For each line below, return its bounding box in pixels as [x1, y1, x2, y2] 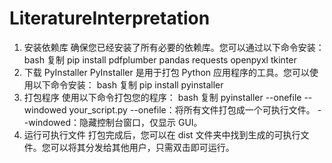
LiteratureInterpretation [9, 7, 211, 30]
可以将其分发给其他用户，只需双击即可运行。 [50, 141, 235, 153]
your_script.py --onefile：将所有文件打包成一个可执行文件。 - [68, 103, 322, 116]
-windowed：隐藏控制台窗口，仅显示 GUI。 [23, 116, 203, 128]
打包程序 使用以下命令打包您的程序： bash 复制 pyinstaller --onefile [23, 91, 302, 103]
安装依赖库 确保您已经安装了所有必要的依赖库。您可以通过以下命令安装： [23, 41, 325, 53]
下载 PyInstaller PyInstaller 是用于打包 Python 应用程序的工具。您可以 [23, 66, 311, 78]
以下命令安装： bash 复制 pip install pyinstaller [32, 78, 224, 91]
